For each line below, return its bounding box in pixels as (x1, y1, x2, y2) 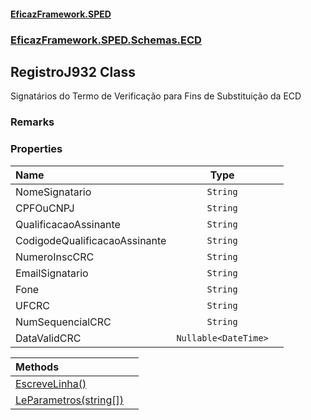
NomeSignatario (15, 185, 92, 199)
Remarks (10, 115, 55, 129)
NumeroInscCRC (15, 250, 95, 264)
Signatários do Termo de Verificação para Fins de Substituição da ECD (10, 90, 302, 102)
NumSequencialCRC (15, 315, 112, 329)
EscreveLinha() (15, 376, 87, 390)
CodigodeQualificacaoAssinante (15, 233, 167, 247)
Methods (15, 360, 60, 374)
